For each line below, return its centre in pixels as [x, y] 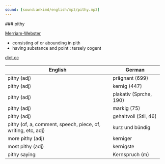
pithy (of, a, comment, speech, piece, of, [54, 124]
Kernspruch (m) [131, 154]
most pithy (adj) [26, 146]
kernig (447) [127, 86]
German [135, 69]
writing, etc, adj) [26, 130]
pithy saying [22, 154]
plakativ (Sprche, [132, 94]
